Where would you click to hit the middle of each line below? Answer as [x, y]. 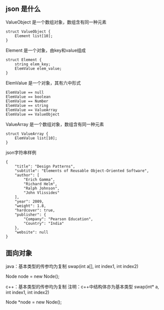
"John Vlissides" [41, 193]
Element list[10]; [34, 36]
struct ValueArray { [27, 134]
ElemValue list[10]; [36, 138]
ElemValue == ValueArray [31, 110]
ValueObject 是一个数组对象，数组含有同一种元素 [56, 22]
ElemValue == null [25, 92]
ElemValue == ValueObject [32, 114]
